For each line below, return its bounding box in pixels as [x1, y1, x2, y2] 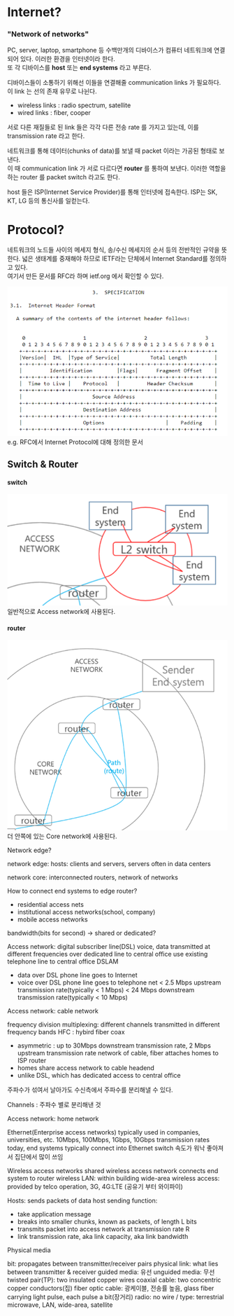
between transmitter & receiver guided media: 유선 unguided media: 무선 [7, 1268, 215, 1276]
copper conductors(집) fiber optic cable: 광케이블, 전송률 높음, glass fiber [7, 1284, 214, 1293]
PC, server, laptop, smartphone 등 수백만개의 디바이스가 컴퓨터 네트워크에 [7, 46, 213, 55]
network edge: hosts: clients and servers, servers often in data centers [7, 860, 211, 868]
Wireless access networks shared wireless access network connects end [7, 1167, 219, 1175]
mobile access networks [17, 915, 89, 924]
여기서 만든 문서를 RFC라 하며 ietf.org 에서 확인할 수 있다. [7, 272, 164, 280]
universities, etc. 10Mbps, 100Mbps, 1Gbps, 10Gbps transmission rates [7, 1136, 210, 1144]
